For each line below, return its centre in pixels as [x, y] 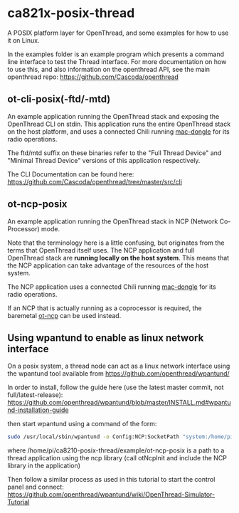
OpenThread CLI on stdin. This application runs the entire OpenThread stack [119, 124]
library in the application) [44, 466]
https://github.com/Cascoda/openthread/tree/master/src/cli [95, 181]
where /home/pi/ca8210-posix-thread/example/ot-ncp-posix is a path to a [116, 450]
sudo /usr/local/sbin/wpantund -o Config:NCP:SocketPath [94, 437]
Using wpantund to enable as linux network [106, 338]
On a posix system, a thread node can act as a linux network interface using [119, 366]
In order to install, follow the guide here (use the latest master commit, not [116, 387]
